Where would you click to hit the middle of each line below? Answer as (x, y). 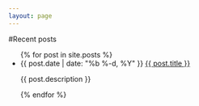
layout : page (30, 16)
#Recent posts (32, 39)
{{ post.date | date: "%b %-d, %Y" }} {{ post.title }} (105, 63)
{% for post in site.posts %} (66, 54)
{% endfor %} (43, 95)
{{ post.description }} (55, 78)
